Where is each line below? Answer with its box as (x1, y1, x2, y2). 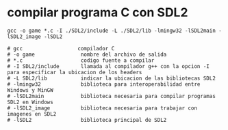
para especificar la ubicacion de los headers (7, 69, 142, 76)
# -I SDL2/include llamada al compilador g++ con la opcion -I (7, 63, 210, 69)
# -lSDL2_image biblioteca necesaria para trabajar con (7, 104, 197, 112)
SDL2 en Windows (7, 99, 53, 105)
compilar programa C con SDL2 (7, 5, 188, 20)
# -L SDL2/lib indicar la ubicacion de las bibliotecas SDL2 (7, 75, 216, 82)
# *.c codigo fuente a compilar (7, 56, 155, 64)
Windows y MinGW (7, 86, 53, 93)
